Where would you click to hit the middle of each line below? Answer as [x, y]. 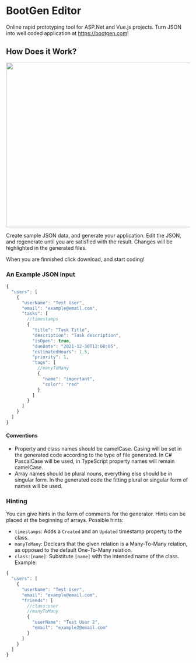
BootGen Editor [44, 11]
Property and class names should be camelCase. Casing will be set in [98, 449]
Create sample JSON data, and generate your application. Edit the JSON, [94, 235]
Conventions [22, 436]
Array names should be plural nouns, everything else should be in [93, 473]
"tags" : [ [44, 363]
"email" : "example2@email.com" [70, 628]
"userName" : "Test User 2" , [66, 622]
